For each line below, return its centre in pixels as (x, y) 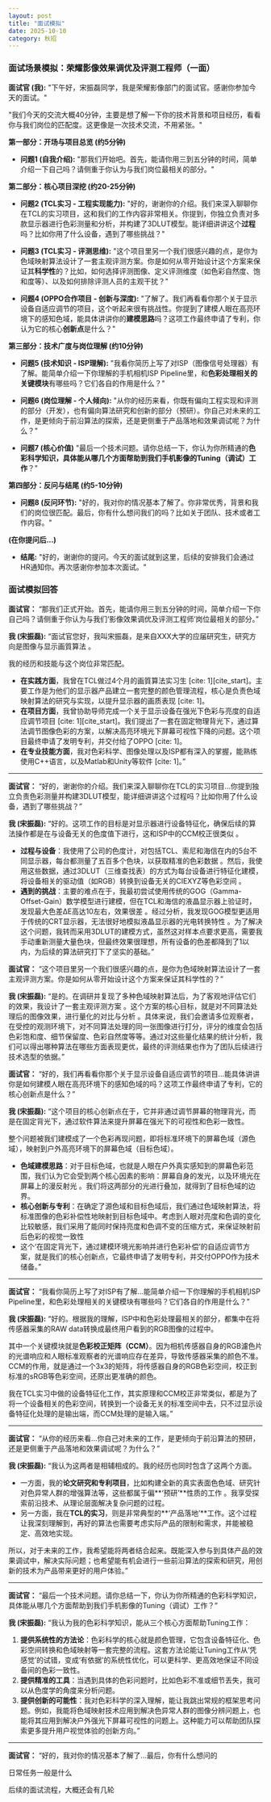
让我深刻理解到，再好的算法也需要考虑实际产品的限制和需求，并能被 (133, 1523)
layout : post (30, 16)
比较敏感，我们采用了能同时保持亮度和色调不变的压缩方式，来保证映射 (137, 1226)
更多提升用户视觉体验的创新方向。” (83, 1730)
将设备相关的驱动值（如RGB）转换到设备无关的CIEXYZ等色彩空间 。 (133, 880)
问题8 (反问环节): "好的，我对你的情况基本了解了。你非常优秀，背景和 (135, 502)
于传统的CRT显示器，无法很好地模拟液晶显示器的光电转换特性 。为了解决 (142, 921)
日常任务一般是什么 (40, 1772)
